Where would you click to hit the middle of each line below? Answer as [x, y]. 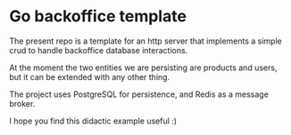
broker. [22, 103]
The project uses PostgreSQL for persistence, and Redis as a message [139, 94]
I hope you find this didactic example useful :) [93, 121]
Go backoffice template [98, 16]
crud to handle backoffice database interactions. [99, 50]
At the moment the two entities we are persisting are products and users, [143, 67]
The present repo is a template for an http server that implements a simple [146, 41]
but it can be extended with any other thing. [90, 76]
